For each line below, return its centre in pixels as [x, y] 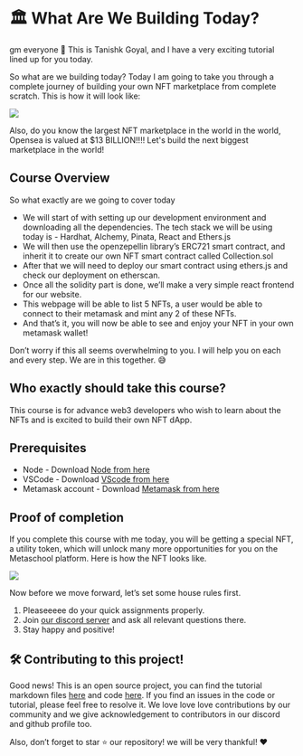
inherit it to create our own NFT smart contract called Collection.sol [148, 256]
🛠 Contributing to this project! [97, 659]
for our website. [52, 294]
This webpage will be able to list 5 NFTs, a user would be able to [142, 304]
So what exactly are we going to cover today [92, 200]
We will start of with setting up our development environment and [144, 217]
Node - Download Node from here [86, 470]
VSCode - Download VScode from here [96, 479]
